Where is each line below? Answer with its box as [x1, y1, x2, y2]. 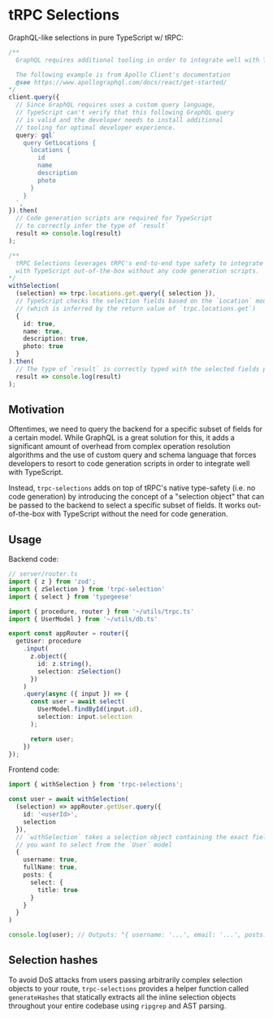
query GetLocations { [23, 138, 96, 147]
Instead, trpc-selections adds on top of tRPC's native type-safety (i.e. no [8, 483, 256, 493]
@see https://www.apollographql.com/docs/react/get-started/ [15, 78, 227, 86]
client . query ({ [8, 94, 60, 102]
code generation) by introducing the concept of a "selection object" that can [8, 492, 265, 502]
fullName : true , [23, 864, 79, 872]
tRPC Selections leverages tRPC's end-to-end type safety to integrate [15, 259, 264, 268]
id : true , [23, 320, 57, 328]
